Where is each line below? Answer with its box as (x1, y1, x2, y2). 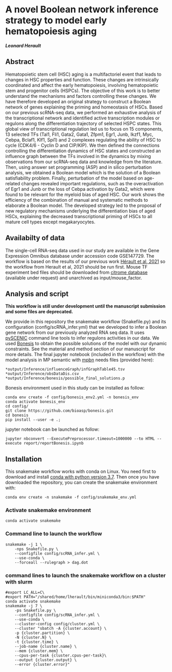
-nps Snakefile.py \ (14, 546, 59, 552)
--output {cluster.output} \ (14, 658, 77, 663)
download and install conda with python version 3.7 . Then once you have (5, 474, 160, 480)
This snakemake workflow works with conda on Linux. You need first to (5, 468, 157, 474)
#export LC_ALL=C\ (5, 590, 45, 595)
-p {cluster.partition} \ (14, 630, 70, 636)
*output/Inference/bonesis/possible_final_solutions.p (5, 376, 125, 381)
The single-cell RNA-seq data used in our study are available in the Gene (5, 247, 160, 253)
